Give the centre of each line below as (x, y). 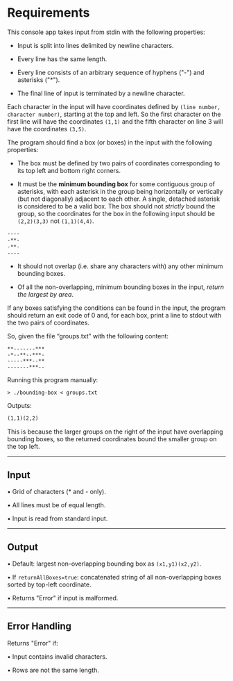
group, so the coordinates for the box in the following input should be (116, 213)
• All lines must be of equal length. (57, 505)
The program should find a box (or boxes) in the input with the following (110, 142)
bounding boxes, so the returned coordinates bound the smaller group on (112, 439)
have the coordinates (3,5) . (47, 129)
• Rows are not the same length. (53, 670)
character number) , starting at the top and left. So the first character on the (114, 114)
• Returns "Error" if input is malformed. (63, 598)
